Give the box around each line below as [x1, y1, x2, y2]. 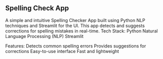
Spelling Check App [5, 4, 69, 12]
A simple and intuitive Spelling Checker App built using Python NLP [5, 17, 145, 23]
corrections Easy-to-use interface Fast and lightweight [5, 48, 119, 54]
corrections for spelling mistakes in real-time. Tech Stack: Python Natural [5, 27, 158, 34]
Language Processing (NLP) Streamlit [5, 33, 84, 39]
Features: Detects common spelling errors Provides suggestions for [5, 42, 146, 49]
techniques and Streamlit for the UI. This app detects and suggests [5, 22, 145, 28]
